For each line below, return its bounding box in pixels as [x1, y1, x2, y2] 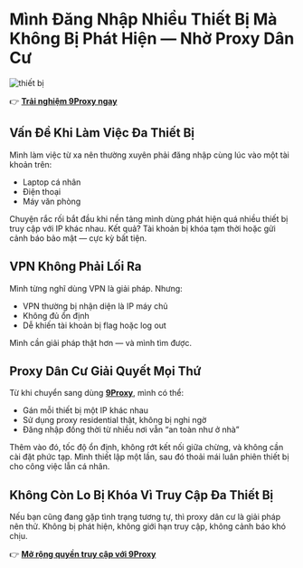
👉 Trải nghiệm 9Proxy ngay [9, 95, 118, 106]
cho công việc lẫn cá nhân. [9, 461, 110, 472]
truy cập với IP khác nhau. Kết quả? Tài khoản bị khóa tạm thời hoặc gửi [9, 223, 276, 234]
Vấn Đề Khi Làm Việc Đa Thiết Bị [9, 125, 195, 140]
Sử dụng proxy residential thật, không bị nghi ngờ [22, 415, 207, 426]
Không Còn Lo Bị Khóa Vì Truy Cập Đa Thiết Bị [9, 487, 274, 503]
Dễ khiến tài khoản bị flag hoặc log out [22, 320, 167, 331]
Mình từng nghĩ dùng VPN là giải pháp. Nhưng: [9, 283, 183, 294]
